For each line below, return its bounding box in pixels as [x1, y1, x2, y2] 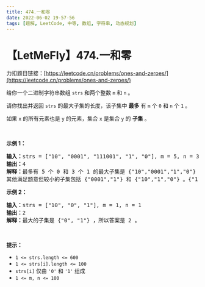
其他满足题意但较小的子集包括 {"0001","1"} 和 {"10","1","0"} [6, 176, 180, 183]
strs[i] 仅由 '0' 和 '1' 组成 [15, 268, 85, 275]
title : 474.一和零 [6, 9, 51, 15]
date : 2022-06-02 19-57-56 [6, 15, 75, 21]
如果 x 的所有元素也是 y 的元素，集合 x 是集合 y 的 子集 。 [6, 115, 151, 122]
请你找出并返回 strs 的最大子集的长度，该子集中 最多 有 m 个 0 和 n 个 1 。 [6, 102, 191, 110]
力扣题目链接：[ [6, 69, 46, 77]
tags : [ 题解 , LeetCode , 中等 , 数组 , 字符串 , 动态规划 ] [6, 20, 137, 26]
